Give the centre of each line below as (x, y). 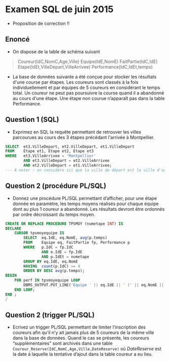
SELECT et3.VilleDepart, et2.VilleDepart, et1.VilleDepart (70, 146)
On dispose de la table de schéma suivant (56, 51)
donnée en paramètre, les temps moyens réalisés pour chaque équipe (86, 204)
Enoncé (17, 39)
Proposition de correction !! (41, 23)
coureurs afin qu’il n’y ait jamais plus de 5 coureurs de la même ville (83, 333)
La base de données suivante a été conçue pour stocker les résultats (84, 77)
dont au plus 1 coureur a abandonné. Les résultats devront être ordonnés (89, 209)
